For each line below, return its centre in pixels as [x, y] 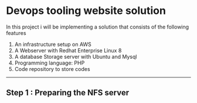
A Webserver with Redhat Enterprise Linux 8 [68, 50]
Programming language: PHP [50, 63]
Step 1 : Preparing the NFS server [68, 93]
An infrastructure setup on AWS [53, 44]
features [16, 33]
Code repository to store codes [52, 69]
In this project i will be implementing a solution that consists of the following [98, 27]
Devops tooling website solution [86, 11]
